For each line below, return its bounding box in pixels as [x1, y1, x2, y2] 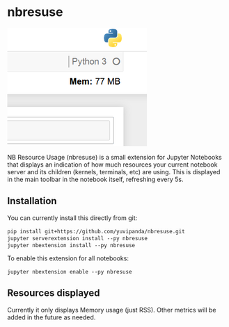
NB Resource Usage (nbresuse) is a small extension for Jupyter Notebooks [7, 153, 223, 161]
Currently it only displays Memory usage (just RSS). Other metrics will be [7, 305, 216, 314]
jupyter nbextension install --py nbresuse [7, 242, 136, 249]
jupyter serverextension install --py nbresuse [7, 235, 148, 242]
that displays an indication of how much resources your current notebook [7, 160, 218, 169]
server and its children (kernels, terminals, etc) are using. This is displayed [7, 167, 221, 176]
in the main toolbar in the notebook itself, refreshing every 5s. [7, 175, 184, 183]
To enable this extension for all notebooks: [7, 254, 129, 262]
